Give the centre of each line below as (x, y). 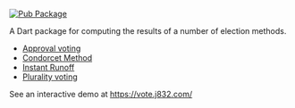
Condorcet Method (57, 58)
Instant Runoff (48, 67)
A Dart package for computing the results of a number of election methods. (148, 31)
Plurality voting (50, 77)
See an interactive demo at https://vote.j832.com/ (101, 94)
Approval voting (51, 48)
